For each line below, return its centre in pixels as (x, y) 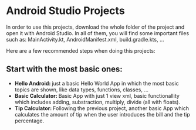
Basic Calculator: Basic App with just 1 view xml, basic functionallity (97, 95)
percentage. (29, 121)
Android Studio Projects (65, 11)
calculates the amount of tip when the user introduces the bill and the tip (102, 114)
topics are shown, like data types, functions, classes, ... (81, 90)
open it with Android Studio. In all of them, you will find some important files (98, 33)
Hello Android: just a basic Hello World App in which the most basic (97, 83)
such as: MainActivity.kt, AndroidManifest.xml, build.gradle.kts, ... (85, 39)
